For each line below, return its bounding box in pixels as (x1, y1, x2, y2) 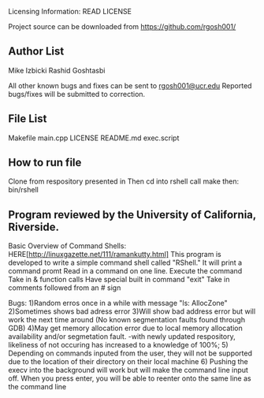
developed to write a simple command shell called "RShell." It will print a (8, 258, 243, 267)
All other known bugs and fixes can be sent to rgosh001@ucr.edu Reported (8, 80, 252, 90)
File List (8, 112, 47, 125)
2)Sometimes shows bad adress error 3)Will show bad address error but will (8, 307, 256, 316)
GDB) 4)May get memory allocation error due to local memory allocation (8, 323, 243, 333)
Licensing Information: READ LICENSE (8, 7, 132, 16)
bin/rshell (8, 185, 39, 195)
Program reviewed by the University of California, (8, 208, 256, 221)
